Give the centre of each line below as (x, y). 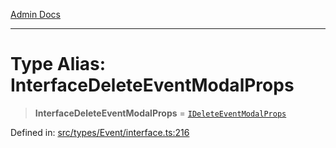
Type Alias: (58, 64)
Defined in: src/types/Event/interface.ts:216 (100, 132)
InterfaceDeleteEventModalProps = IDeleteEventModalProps (160, 113)
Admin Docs (35, 14)
